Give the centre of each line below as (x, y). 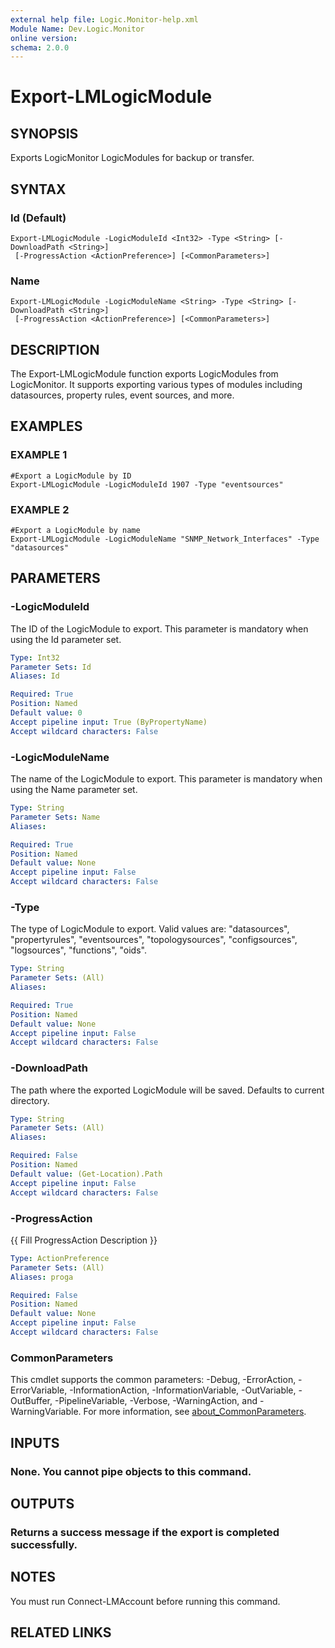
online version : (44, 38)
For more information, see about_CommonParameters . (195, 1412)
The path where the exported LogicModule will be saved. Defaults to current (167, 1090)
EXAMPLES (46, 426)
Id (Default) (38, 218)
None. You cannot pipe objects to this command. (131, 1471)
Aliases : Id (35, 676)
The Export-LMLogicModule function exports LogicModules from (144, 374)
